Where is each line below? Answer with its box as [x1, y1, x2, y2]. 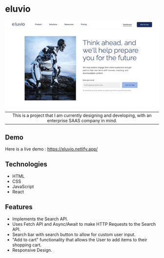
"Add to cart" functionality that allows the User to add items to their [12, 236, 147, 242]
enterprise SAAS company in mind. [47, 117, 117, 123]
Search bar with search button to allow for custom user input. [12, 231, 136, 237]
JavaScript [12, 183, 34, 189]
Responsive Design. [12, 247, 52, 253]
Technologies [5, 160, 48, 169]
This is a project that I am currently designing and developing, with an [12, 112, 152, 118]
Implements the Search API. [12, 216, 68, 222]
